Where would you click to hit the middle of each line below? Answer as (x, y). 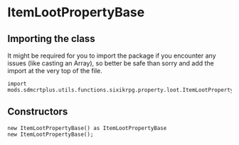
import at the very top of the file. (55, 71)
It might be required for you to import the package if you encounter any (112, 55)
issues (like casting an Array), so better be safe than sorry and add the (111, 63)
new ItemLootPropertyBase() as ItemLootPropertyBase (87, 128)
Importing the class (51, 39)
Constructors (38, 112)
